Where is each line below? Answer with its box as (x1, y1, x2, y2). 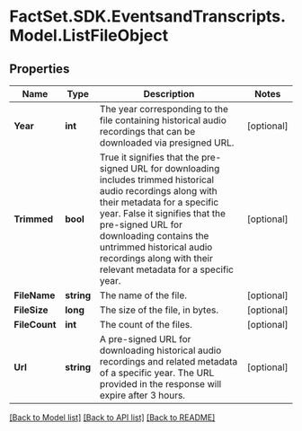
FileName (13, 289, 56, 302)
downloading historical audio (99, 344, 222, 356)
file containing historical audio (99, 114, 227, 127)
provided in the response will (99, 378, 222, 390)
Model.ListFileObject (9, 25, 169, 46)
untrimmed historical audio (99, 241, 213, 253)
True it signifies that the (99, 151, 200, 163)
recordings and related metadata (99, 356, 238, 367)
